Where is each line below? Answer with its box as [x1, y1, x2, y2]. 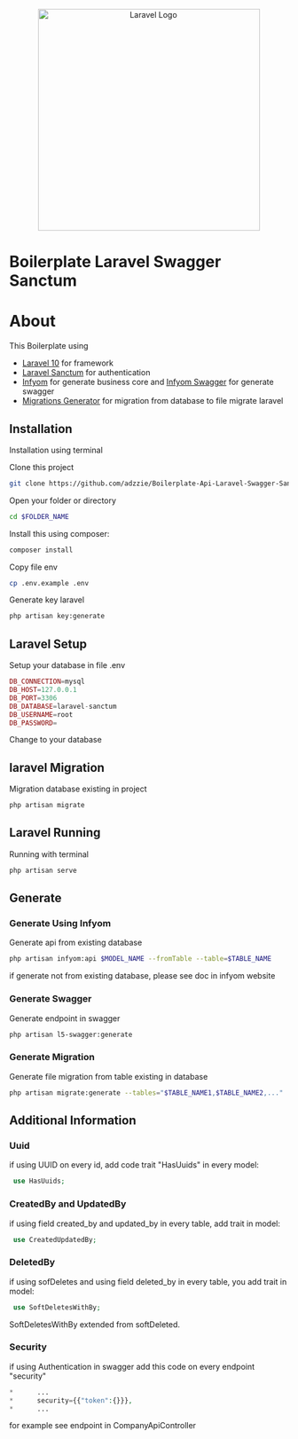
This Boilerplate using [9, 341, 89, 351]
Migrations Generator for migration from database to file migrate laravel [21, 396, 284, 406]
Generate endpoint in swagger [9, 1012, 121, 1024]
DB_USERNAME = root [9, 710, 74, 719]
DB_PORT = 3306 [9, 693, 58, 703]
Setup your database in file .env [9, 660, 126, 671]
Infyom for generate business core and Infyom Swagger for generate [21, 377, 274, 388]
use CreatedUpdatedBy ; [12, 1235, 98, 1244]
